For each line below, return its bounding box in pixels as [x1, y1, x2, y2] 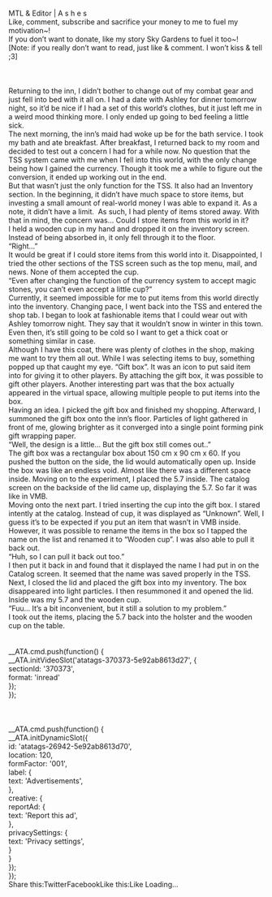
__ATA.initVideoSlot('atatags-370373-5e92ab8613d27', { [8, 655, 197, 665]
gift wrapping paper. [8, 431, 76, 441]
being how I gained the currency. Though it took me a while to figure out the [8, 164, 263, 173]
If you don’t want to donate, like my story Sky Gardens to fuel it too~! [8, 34, 239, 44]
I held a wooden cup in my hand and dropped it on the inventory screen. [8, 224, 250, 234]
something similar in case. [8, 336, 96, 346]
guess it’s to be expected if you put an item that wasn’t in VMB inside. [8, 517, 241, 527]
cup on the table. [8, 621, 66, 630]
